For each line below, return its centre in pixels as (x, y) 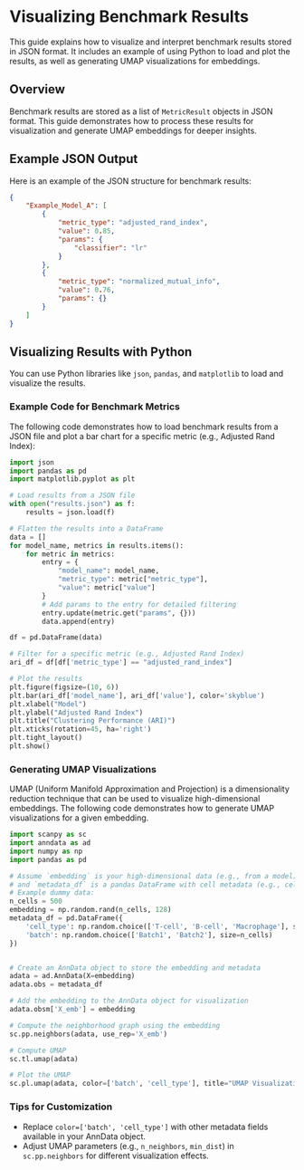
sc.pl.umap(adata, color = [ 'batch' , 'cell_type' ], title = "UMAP (129, 1084)
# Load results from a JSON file (72, 495)
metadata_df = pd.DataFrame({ (66, 918)
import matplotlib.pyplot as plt (72, 479)
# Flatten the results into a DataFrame (87, 528)
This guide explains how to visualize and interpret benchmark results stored (151, 42)
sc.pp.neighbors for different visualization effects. (116, 1156)
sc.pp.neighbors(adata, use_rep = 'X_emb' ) (89, 1034)
